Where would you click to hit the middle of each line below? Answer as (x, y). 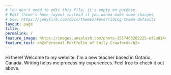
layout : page (19, 24)
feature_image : (21, 39)
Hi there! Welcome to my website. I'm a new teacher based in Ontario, (78, 57)
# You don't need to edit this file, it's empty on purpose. (72, 10)
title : (12, 29)
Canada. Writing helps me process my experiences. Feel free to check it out (85, 63)
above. (12, 68)
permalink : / (19, 33)
